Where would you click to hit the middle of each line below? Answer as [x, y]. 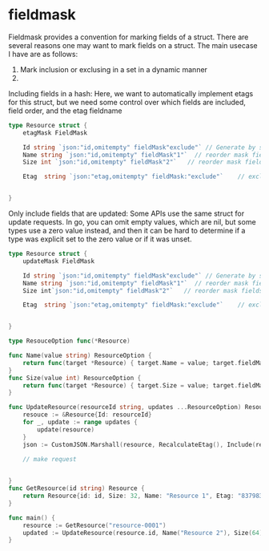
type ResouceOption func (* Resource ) [69, 341]
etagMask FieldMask [55, 133]
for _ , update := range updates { [80, 423]
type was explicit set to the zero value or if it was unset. [100, 239]
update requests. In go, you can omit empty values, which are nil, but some [132, 222]
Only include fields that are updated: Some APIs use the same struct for [126, 213]
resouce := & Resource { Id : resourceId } [87, 415]
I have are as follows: [43, 54]
